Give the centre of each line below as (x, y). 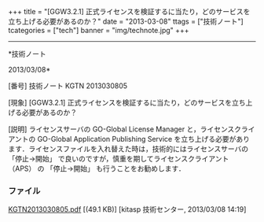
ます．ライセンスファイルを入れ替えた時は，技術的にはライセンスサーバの (128, 149)
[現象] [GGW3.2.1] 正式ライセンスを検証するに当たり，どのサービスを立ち (127, 102)
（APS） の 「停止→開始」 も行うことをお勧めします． (97, 168)
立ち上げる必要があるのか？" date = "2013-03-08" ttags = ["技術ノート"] (126, 21)
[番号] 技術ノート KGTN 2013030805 (68, 86)
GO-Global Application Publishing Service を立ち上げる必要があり (143, 139)
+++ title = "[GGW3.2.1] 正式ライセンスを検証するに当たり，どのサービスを (129, 11)
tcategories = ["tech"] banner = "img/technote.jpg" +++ (99, 30)
